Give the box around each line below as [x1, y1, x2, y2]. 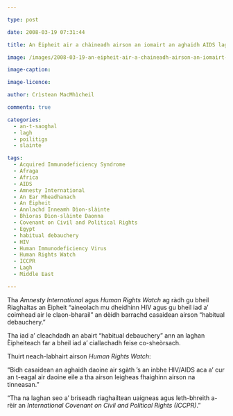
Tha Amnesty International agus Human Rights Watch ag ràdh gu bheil [7, 295, 209, 304]
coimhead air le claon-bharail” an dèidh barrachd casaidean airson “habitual [7, 310, 225, 319]
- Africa [13, 174, 39, 181]
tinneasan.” [7, 380, 40, 388]
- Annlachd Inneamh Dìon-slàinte [13, 206, 110, 214]
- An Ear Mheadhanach [13, 193, 76, 200]
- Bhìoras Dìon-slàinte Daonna [13, 213, 104, 220]
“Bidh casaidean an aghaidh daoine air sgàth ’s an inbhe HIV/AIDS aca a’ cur [7, 365, 225, 374]
